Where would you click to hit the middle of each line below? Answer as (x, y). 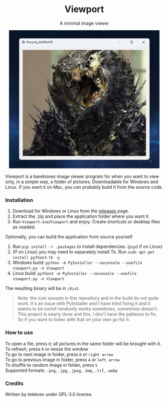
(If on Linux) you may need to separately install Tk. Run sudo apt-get (83, 252)
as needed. (24, 227)
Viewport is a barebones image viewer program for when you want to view (82, 177)
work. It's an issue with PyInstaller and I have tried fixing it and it (84, 303)
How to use (19, 333)
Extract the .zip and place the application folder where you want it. (81, 216)
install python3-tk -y (36, 258)
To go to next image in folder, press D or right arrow (59, 354)
